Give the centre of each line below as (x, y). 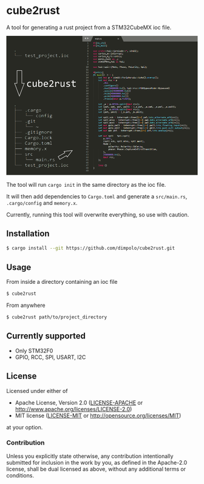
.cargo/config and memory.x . (42, 203)
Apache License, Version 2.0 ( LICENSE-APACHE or (79, 402)
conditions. (20, 475)
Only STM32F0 (34, 351)
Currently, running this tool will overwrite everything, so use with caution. (98, 214)
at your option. (25, 427)
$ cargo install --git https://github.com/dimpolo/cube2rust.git (90, 248)
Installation (28, 234)
